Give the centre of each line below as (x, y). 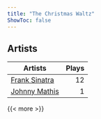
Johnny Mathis (35, 92)
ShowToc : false (29, 20)
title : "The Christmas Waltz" (51, 14)
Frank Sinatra (32, 80)
